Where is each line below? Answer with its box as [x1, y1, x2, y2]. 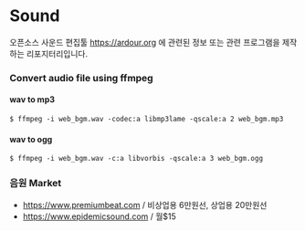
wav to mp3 [9, 94, 55, 105]
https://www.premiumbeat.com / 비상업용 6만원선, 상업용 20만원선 [22, 199, 268, 210]
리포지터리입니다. [26, 47, 89, 59]
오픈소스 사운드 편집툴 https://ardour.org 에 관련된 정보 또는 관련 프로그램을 [9, 37, 280, 47]
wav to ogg [9, 133, 53, 144]
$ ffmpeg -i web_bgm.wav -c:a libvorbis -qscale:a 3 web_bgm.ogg [9, 154, 263, 163]
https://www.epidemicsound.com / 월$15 [22, 211, 176, 222]
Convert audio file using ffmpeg [9, 71, 153, 84]
